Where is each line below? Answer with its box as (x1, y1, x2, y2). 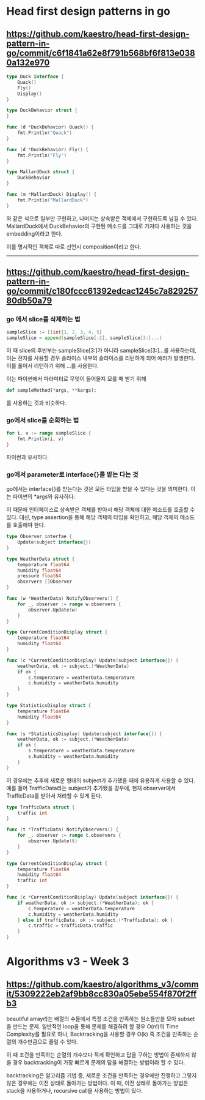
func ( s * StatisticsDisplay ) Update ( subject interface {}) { (6, 730, 163, 737)
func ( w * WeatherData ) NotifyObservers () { (6, 596, 119, 602)
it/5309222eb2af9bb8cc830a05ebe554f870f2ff (6, 989, 197, 999)
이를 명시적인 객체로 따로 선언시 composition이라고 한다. (6, 243, 142, 250)
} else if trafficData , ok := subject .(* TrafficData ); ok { (17, 917, 173, 923)
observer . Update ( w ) (28, 607, 78, 613)
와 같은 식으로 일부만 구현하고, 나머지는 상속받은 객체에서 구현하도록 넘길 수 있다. (6, 214, 198, 222)
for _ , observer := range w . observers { (17, 601, 121, 607)
